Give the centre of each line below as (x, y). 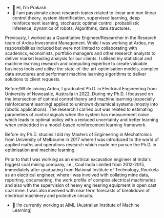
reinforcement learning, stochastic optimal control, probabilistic (76, 23)
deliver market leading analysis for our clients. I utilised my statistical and (79, 58)
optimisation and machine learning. (40, 150)
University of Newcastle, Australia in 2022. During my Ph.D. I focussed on (79, 94)
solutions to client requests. (33, 79)
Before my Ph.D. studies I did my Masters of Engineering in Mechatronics (79, 134)
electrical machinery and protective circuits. (49, 196)
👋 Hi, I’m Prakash (29, 8)
